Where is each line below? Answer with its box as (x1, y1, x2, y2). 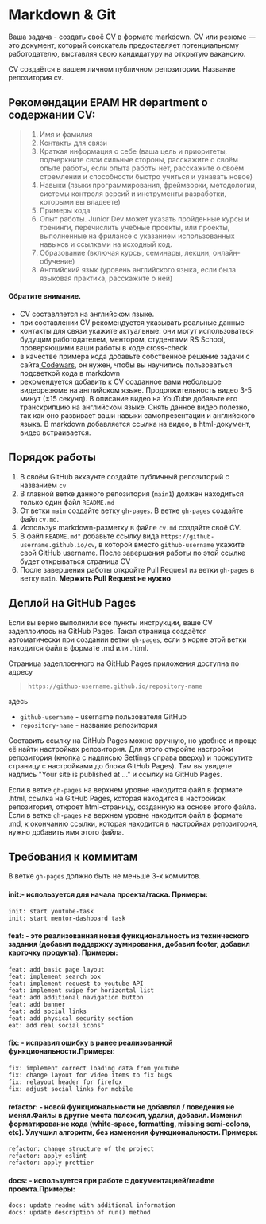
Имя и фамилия (39, 129, 93, 139)
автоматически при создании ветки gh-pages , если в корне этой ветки (8, 635, 247, 644)
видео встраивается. (19, 428, 91, 437)
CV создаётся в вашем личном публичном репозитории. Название (8, 64, 236, 73)
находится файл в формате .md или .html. (8, 643, 148, 652)
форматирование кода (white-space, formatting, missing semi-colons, (8, 1119, 251, 1128)
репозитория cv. (8, 72, 64, 82)
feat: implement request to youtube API (8, 980, 145, 987)
